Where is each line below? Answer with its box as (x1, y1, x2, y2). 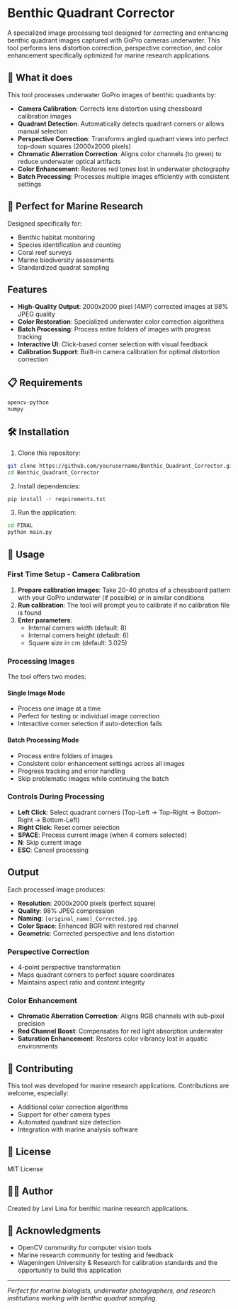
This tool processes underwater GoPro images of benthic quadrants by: (7, 90, 216, 99)
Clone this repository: (17, 449, 81, 457)
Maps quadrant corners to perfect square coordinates (17, 970, 175, 979)
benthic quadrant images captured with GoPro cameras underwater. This (7, 35, 220, 44)
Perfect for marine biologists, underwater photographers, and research (7, 1286, 216, 1295)
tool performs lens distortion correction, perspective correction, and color (7, 43, 223, 52)
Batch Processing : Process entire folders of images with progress (17, 325, 211, 334)
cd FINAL (7, 522, 33, 530)
